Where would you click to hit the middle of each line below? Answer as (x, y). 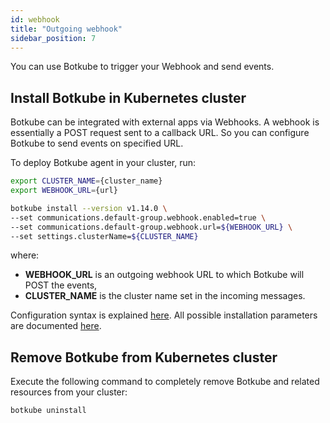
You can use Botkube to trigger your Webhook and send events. (142, 67)
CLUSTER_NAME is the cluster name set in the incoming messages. (165, 296)
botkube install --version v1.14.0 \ (89, 208)
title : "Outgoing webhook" (66, 29)
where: (25, 255)
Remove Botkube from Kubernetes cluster (144, 357)
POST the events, (61, 285)
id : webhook (35, 19)
